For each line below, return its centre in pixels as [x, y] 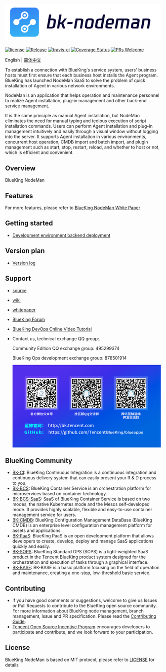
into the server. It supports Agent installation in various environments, [76, 137]
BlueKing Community [39, 461]
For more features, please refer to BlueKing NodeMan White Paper [73, 208]
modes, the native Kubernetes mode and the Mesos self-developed [81, 504]
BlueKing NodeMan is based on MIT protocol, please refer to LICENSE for [80, 660]
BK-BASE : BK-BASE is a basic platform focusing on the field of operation [86, 568]
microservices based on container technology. [60, 494]
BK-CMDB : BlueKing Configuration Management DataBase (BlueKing [82, 520]
